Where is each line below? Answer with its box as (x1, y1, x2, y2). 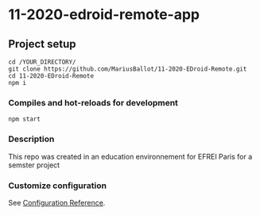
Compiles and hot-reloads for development (8, 97, 179, 108)
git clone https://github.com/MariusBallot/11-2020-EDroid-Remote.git (8, 65, 247, 73)
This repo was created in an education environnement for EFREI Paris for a (8, 152, 253, 161)
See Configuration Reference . (8, 198, 106, 207)
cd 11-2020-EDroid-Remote (8, 72, 94, 80)
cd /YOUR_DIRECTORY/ (8, 58, 77, 66)
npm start (8, 115, 41, 124)
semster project (8, 160, 60, 170)
